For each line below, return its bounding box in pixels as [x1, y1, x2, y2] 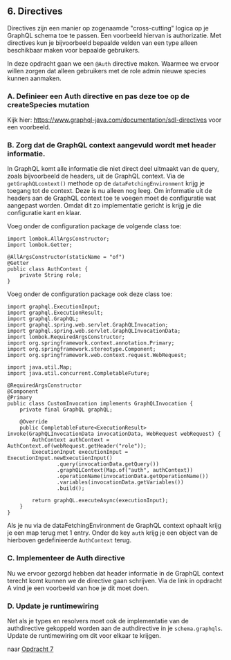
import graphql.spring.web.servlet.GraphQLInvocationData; [7, 328, 181, 335]
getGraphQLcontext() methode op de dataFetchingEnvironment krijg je [7, 179, 205, 187]
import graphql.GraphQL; [7, 315, 79, 322]
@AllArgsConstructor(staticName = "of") [7, 254, 126, 261]
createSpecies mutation [7, 100, 90, 109]
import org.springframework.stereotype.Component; [7, 346, 156, 353]
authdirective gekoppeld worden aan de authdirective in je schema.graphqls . [7, 624, 223, 632]
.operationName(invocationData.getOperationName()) [56, 473, 209, 480]
